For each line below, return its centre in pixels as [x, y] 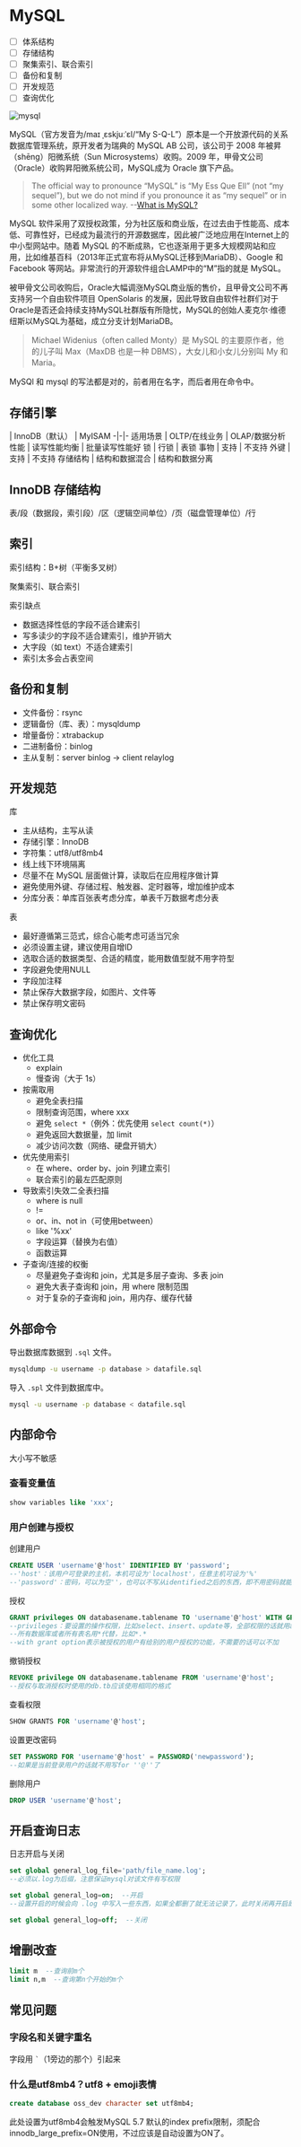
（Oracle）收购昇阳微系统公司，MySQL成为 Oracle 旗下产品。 [124, 168]
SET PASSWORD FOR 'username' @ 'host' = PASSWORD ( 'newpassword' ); [132, 1757]
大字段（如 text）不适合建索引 [77, 646]
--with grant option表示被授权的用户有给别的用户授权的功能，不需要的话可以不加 [144, 1643]
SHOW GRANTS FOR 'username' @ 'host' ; [77, 1721]
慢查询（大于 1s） [68, 1079]
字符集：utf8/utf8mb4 [63, 853]
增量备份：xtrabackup [63, 735]
